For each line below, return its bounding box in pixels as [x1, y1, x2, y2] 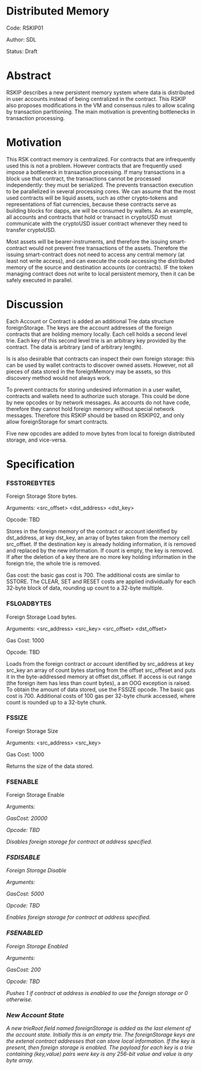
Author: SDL [6, 36, 37, 43]
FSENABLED [6, 929, 43, 937]
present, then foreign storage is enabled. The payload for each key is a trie [6, 1044, 193, 1051]
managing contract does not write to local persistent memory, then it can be [6, 270, 195, 277]
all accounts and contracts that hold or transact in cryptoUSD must [6, 213, 172, 221]
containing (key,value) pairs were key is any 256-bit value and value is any [6, 1050, 193, 1058]
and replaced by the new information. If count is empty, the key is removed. [6, 547, 194, 554]
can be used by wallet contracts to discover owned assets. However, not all [6, 361, 194, 369]
